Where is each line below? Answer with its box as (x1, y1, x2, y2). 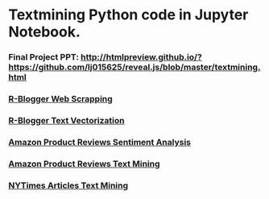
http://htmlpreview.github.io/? (80, 52, 203, 63)
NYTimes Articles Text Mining (8, 180, 129, 191)
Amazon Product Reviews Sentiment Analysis (8, 136, 192, 147)
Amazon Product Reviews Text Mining (8, 158, 160, 169)
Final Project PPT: (8, 52, 79, 63)
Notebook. (8, 23, 81, 41)
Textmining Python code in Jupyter (8, 6, 249, 24)
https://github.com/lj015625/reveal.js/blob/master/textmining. (8, 62, 261, 73)
